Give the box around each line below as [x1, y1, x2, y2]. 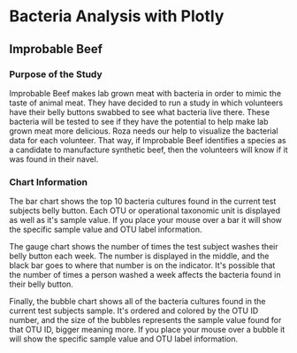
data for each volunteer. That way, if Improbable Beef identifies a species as [9, 134, 286, 145]
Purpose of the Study [9, 68, 103, 81]
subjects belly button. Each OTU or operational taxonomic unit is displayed [9, 205, 281, 216]
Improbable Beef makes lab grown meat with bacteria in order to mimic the [9, 88, 281, 98]
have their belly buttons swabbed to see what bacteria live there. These [9, 106, 270, 117]
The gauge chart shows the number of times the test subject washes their [9, 242, 278, 252]
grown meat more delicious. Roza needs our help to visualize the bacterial [9, 126, 278, 136]
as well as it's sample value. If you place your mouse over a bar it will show [9, 215, 283, 226]
